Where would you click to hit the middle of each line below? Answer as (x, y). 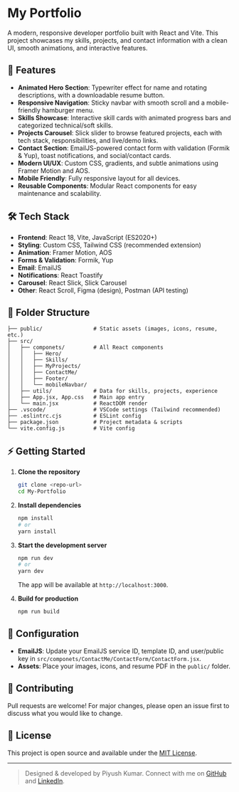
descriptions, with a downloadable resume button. (91, 95)
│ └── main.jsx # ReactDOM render (78, 403)
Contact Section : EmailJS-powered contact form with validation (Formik (123, 148)
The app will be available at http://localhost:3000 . (93, 585)
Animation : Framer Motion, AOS (65, 252)
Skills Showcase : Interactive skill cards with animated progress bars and (124, 117)
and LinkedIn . (45, 781)
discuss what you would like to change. (65, 713)
